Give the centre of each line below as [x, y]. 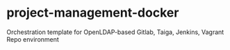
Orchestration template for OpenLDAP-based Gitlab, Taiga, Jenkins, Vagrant [115, 32]
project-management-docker [93, 13]
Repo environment [33, 39]
